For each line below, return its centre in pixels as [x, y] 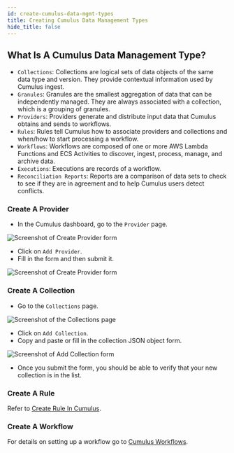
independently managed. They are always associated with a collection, [119, 102]
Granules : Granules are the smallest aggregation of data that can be [115, 95]
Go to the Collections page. [58, 306]
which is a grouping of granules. [64, 109]
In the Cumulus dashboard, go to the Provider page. [92, 224]
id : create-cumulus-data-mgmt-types [60, 14]
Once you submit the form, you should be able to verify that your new [117, 368]
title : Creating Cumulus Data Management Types [78, 20]
